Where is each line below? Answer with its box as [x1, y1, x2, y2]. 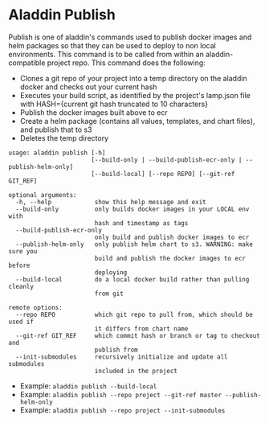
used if [8, 318, 35, 326]
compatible [8, 58, 46, 68]
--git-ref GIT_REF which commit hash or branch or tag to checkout [15, 331, 261, 339]
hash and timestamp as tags [94, 219, 189, 227]
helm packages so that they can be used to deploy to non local [8, 40, 217, 50]
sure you [8, 247, 38, 255]
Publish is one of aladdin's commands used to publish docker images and [8, 32, 252, 42]
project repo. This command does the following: [47, 58, 206, 68]
